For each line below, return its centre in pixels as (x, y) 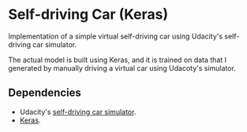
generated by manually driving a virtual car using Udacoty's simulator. (122, 68)
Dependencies (45, 93)
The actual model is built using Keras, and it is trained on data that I (118, 60)
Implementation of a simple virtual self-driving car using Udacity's (116, 36)
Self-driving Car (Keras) (88, 15)
